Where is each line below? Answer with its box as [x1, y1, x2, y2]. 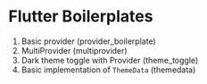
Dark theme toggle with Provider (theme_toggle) [21, 55, 199, 65]
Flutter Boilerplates [8, 6, 153, 27]
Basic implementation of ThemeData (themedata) [21, 64, 196, 75]
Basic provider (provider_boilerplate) [21, 36, 157, 46]
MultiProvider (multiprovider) [21, 45, 128, 55]
